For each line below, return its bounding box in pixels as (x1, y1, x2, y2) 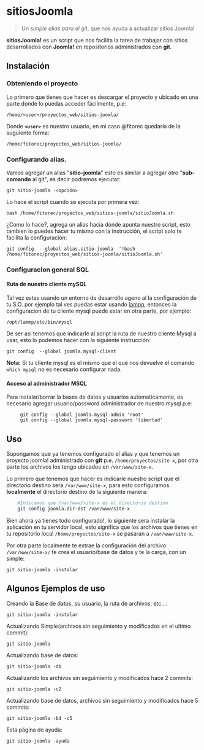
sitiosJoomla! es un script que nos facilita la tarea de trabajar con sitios (6, 36, 188, 44)
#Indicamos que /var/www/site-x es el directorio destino (17, 500, 168, 506)
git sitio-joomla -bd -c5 (6, 715, 72, 721)
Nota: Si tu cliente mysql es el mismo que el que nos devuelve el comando (6, 359, 195, 367)
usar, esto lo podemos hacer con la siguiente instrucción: (6, 337, 151, 344)
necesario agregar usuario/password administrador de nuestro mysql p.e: (6, 400, 192, 407)
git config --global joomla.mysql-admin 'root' (20, 412, 144, 418)
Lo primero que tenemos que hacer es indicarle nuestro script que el (6, 475, 179, 483)
